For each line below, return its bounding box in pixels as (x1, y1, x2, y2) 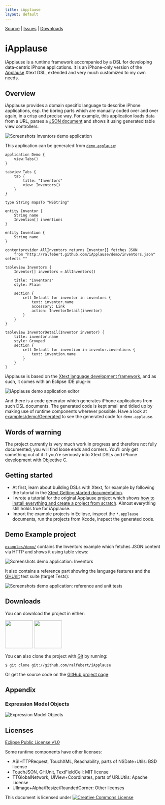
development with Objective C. (5, 457, 68, 463)
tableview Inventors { (5, 265, 52, 270)
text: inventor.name (31, 300, 74, 305)
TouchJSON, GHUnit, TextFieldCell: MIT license (12, 769, 109, 775)
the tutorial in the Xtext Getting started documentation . (12, 489, 123, 495)
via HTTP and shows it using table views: (5, 548, 89, 555)
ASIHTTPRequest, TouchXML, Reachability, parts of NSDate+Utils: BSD (12, 758, 157, 764)
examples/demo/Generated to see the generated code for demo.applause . (5, 414, 154, 420)
